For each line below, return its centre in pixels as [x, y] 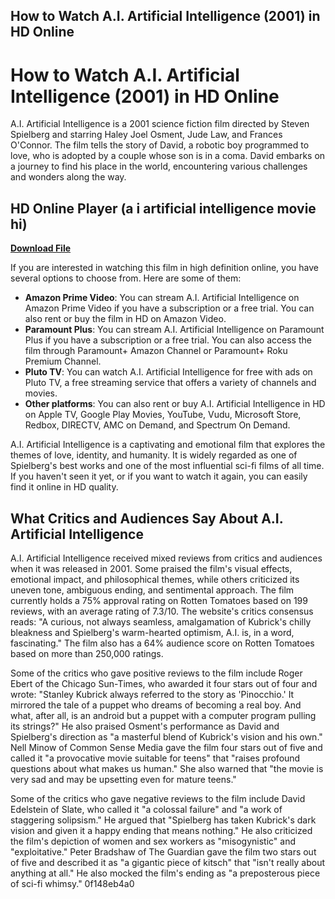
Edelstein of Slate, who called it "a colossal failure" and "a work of [146, 809]
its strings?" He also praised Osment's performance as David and [145, 726]
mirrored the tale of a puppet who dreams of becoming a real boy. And [156, 705]
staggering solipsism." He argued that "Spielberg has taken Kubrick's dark [163, 820]
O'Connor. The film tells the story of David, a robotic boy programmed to [160, 145]
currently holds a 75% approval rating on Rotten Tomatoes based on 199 [159, 600]
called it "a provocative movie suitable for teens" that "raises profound [155, 758]
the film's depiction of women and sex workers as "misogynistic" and [153, 841]
